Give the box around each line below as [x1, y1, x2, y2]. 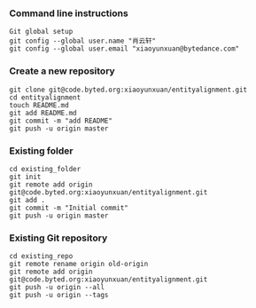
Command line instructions [9, 7, 128, 20]
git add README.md [9, 108, 77, 117]
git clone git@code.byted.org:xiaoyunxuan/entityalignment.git [9, 85, 248, 94]
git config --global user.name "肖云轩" [9, 36, 157, 46]
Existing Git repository [9, 232, 108, 244]
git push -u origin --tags [9, 291, 109, 300]
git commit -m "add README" [9, 116, 113, 125]
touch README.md [9, 100, 69, 109]
